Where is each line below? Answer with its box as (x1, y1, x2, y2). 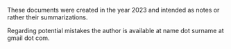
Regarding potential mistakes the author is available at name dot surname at (7, 27, 224, 35)
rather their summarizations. (7, 13, 88, 21)
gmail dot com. (7, 34, 50, 42)
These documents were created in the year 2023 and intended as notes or (7, 6, 220, 14)
